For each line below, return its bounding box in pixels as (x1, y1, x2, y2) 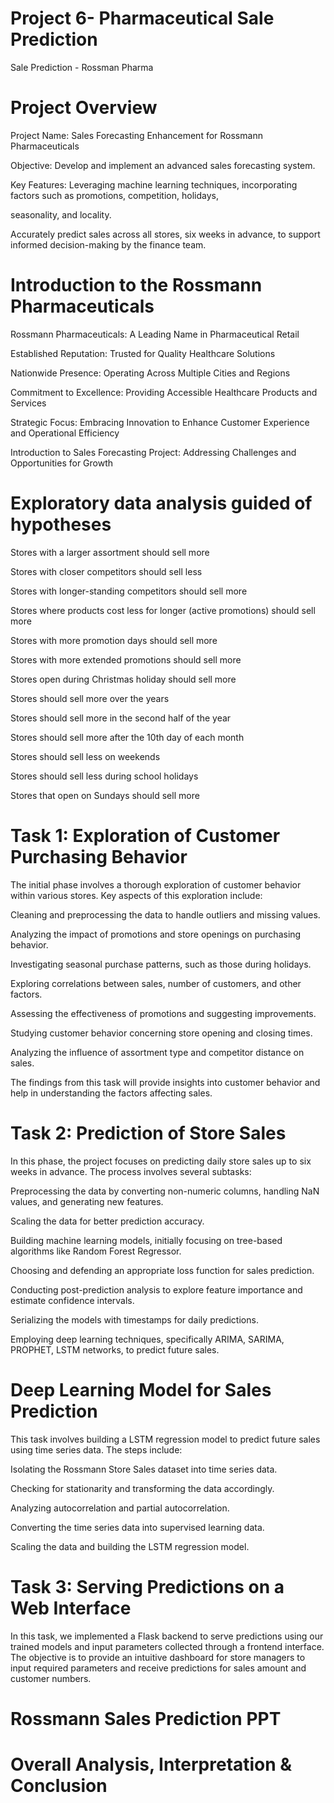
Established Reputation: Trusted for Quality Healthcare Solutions (10, 347, 276, 359)
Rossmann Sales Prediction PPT (10, 1707, 282, 1730)
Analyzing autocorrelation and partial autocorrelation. (10, 1502, 230, 1514)
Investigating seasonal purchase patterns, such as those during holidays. (10, 958, 312, 970)
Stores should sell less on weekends (10, 750, 161, 762)
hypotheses (10, 513, 112, 536)
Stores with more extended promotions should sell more (10, 653, 242, 666)
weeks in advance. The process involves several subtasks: (10, 1165, 252, 1177)
